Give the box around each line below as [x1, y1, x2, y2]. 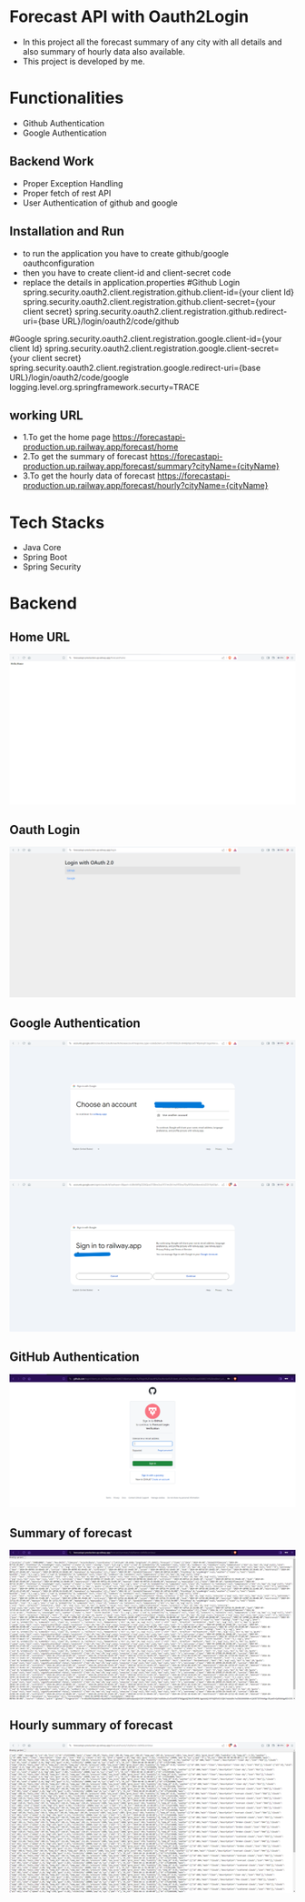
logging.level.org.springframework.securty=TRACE [9, 381, 200, 392]
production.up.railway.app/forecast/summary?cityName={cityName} [22, 461, 280, 472]
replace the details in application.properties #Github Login [22, 277, 241, 287]
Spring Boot [22, 552, 68, 563]
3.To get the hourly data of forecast [22, 470, 156, 481]
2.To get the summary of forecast [22, 451, 148, 462]
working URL [9, 408, 84, 423]
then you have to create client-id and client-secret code [22, 267, 231, 278]
